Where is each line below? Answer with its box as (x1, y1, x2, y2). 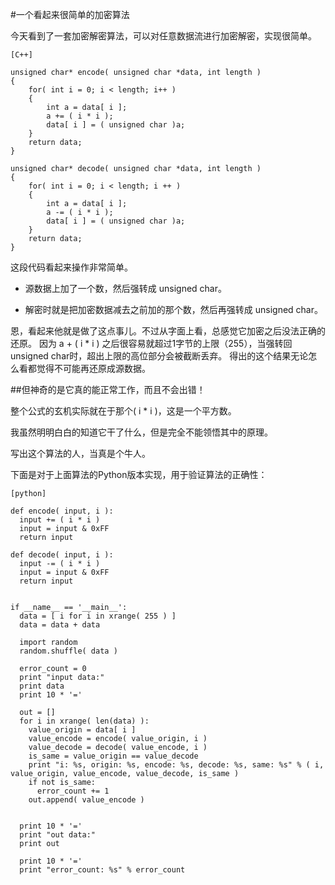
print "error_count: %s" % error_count (19, 865, 186, 875)
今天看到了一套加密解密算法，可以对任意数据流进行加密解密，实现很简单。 (10, 30, 317, 42)
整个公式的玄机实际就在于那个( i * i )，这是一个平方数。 (10, 405, 237, 417)
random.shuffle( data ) (19, 646, 118, 656)
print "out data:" (19, 830, 97, 840)
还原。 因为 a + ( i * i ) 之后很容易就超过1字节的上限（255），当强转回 (10, 338, 293, 349)
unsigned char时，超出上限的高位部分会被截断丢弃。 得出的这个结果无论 (10, 350, 309, 362)
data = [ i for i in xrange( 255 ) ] (19, 611, 177, 621)
